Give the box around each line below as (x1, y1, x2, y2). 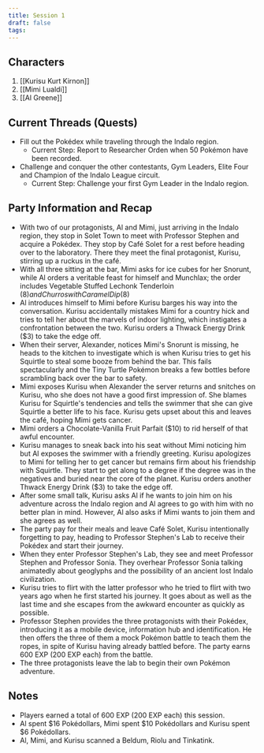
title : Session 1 (8, 11, 65, 20)
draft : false (8, 19, 51, 27)
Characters (8, 55, 65, 69)
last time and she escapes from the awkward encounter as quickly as (19, 599, 245, 609)
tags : (8, 26, 26, 34)
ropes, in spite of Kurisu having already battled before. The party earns (19, 641, 251, 650)
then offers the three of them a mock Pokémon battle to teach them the (19, 632, 251, 643)
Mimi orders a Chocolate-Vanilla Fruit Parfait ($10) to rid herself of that (19, 423, 248, 433)
